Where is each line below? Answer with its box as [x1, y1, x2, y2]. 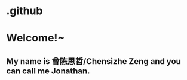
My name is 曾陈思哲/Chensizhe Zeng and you [6, 56, 181, 66]
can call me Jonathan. [6, 66, 91, 76]
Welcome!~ [6, 31, 65, 45]
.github [6, 4, 43, 18]
